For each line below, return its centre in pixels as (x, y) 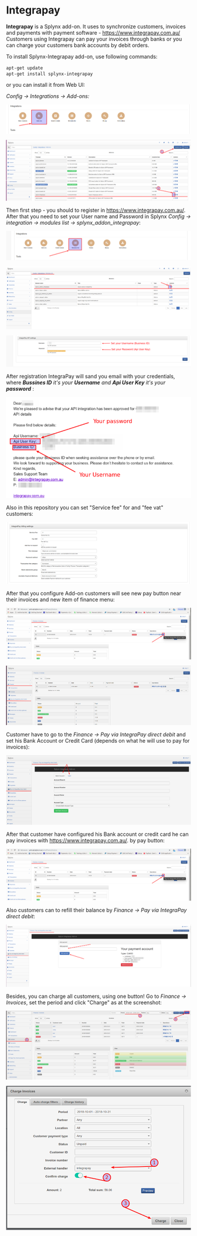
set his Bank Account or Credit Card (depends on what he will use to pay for (98, 741)
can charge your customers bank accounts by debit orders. (78, 45)
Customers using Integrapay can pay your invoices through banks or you (94, 39)
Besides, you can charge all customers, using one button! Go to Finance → (96, 996)
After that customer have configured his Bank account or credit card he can (97, 834)
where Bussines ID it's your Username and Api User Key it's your (86, 382)
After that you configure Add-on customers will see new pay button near (94, 593)
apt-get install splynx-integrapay (50, 74)
